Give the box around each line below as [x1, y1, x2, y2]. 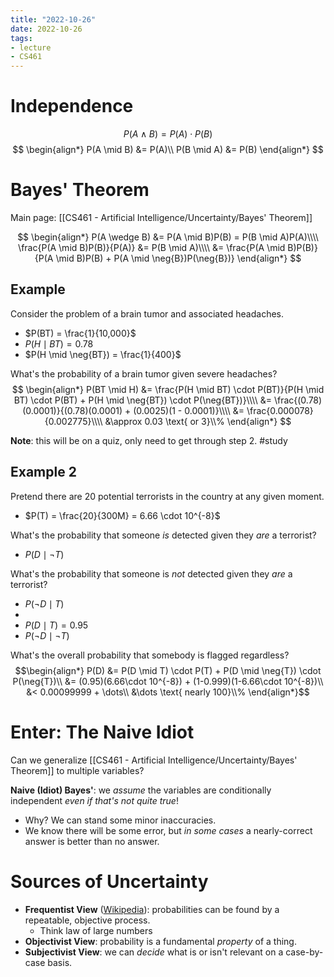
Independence [10, 95, 134, 118]
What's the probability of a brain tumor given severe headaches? [10, 367, 278, 380]
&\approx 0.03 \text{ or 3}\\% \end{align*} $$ [104, 415, 292, 427]
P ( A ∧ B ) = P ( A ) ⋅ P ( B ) [123, 128, 213, 140]
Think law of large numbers [39, 924, 153, 936]
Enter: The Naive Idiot [10, 721, 195, 743]
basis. [47, 956, 73, 968]
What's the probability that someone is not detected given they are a [10, 567, 293, 580]
